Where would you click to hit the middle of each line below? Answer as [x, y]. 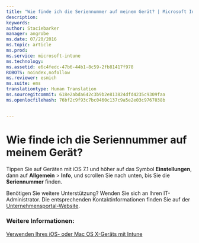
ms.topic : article [29, 45]
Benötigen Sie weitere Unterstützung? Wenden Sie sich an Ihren [84, 193]
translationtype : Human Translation [51, 89]
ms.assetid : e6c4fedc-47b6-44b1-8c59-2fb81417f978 [70, 67]
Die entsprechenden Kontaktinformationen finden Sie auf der [116, 199]
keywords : [18, 23]
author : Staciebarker [33, 28]
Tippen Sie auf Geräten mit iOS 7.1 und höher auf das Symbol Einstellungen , [99, 169]
